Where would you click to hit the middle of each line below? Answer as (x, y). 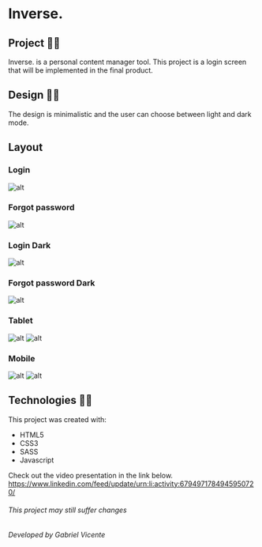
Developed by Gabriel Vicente (57, 535)
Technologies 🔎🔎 (51, 400)
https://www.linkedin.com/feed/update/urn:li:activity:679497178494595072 (131, 484)
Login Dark (30, 245)
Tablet (21, 321)
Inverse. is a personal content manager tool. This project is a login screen (127, 62)
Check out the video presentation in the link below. (91, 475)
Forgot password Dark (52, 283)
